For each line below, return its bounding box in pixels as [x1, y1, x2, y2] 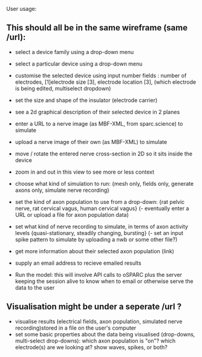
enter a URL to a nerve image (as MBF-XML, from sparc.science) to [15, 120, 183, 127]
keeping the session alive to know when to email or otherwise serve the [15, 277, 194, 285]
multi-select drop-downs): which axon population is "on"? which [15, 337, 176, 344]
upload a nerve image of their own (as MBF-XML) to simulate [15, 138, 168, 145]
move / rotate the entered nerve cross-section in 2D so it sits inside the [15, 150, 192, 157]
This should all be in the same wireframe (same [6, 22, 188, 33]
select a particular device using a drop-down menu [15, 60, 143, 67]
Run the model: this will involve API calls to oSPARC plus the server [15, 271, 183, 278]
